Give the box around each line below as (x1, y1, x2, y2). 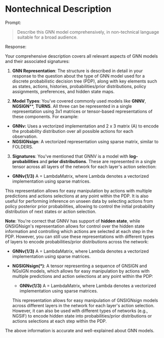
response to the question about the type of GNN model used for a (12, 73, 145, 79)
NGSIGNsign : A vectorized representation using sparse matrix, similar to (12, 138, 159, 145)
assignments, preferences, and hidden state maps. (12, 88, 115, 94)
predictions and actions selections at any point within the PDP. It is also (5, 193, 149, 199)
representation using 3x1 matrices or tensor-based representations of (12, 108, 153, 114)
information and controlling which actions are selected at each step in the (5, 228, 153, 234)
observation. (12, 133, 38, 139)
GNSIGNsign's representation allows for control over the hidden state (5, 223, 145, 229)
